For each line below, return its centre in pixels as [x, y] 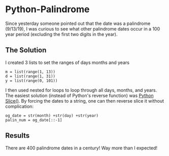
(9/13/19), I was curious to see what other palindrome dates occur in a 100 [83, 28]
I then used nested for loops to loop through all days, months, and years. [81, 90]
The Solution [26, 50]
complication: [20, 106]
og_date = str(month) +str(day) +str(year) [52, 115]
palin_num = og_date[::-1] [34, 120]
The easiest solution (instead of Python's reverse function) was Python [79, 96]
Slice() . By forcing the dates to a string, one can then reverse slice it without [84, 101]
